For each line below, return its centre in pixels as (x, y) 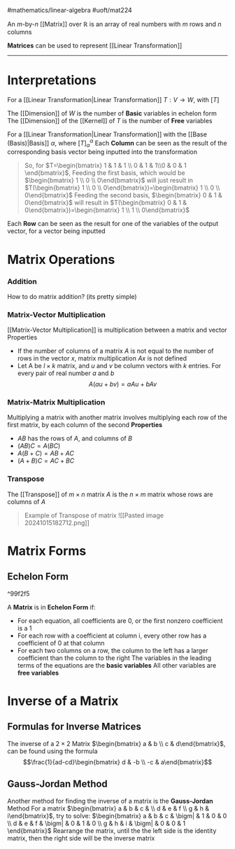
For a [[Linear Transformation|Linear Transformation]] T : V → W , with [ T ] (113, 99)
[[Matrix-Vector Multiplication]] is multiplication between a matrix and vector (117, 330)
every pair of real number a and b (66, 373)
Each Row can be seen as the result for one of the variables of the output (113, 224)
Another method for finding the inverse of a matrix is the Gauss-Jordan (110, 801)
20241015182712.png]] (57, 522)
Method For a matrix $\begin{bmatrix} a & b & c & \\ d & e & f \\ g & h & (108, 808)
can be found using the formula (52, 751)
